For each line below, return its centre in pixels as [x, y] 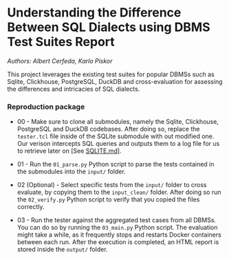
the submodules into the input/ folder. [71, 172]
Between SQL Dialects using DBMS [109, 27]
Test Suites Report [61, 42]
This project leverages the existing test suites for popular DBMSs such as [111, 74]
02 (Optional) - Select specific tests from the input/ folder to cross [112, 185]
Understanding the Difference [94, 13]
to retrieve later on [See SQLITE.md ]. [69, 151]
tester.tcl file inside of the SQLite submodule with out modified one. [116, 136]
